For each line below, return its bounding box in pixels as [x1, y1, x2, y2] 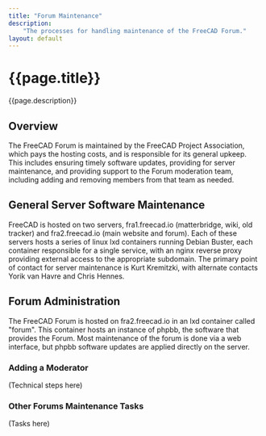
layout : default [8, 34, 63, 43]
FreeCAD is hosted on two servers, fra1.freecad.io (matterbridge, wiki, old [8, 220, 253, 229]
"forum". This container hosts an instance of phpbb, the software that [8, 325, 239, 334]
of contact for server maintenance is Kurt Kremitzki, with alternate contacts [8, 262, 258, 272]
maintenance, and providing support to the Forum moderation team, [8, 166, 234, 176]
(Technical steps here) [8, 380, 83, 390]
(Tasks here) [8, 419, 50, 429]
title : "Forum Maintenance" [8, 11, 103, 20]
